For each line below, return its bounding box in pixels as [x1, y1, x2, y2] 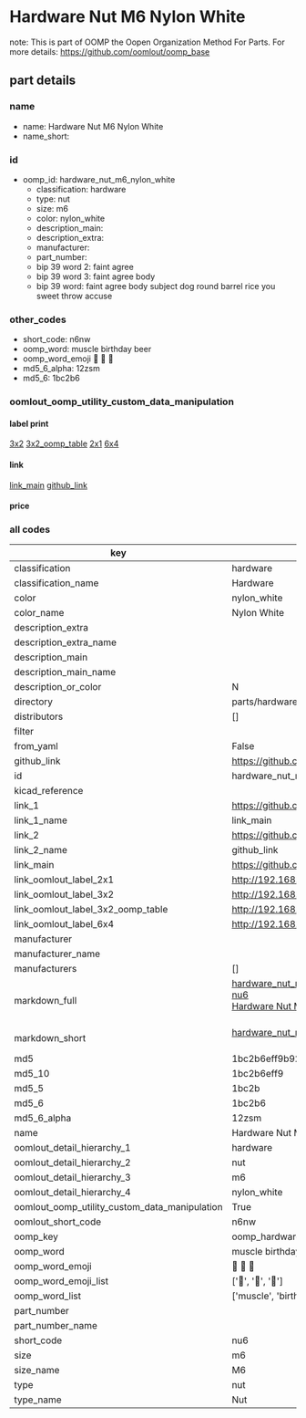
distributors [14, 710, 64, 723]
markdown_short [14, 1032, 87, 1045]
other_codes [9, 313, 66, 326]
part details [9, 73, 76, 89]
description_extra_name [14, 636, 117, 649]
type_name [14, 1393, 62, 1406]
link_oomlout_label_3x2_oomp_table [14, 903, 168, 916]
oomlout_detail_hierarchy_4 [14, 1186, 131, 1199]
